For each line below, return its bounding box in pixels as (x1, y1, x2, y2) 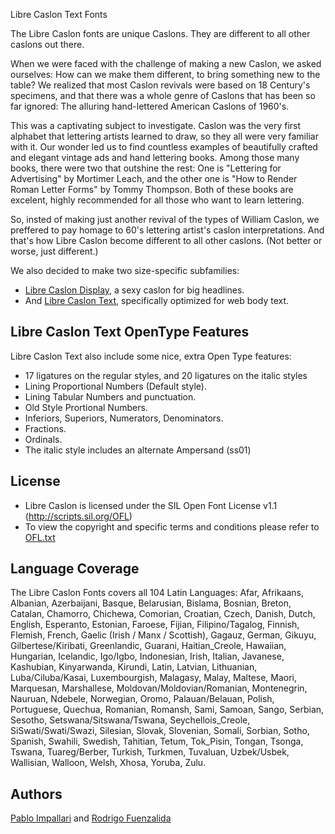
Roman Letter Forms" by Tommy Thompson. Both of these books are (10, 184, 294, 195)
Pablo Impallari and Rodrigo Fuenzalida (10, 812, 172, 824)
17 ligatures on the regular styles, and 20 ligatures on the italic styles (24, 369, 308, 381)
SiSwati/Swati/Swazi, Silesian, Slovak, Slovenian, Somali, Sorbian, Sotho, (10, 725, 310, 737)
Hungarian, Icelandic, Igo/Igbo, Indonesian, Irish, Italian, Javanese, (10, 650, 285, 663)
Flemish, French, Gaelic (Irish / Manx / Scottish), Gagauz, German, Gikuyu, (10, 629, 317, 641)
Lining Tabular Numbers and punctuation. (24, 390, 197, 403)
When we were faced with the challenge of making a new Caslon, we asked (10, 58, 322, 69)
